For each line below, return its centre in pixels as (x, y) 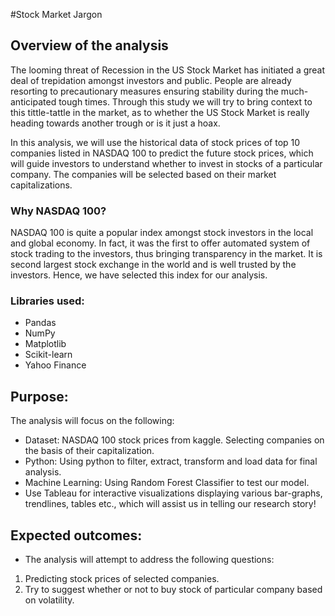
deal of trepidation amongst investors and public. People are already (151, 80)
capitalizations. (41, 185)
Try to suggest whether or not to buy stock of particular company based (173, 590)
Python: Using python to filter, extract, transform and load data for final (171, 461)
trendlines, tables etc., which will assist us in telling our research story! (170, 504)
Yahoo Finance (55, 365)
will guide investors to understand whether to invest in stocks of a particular (166, 163)
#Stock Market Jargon (56, 14)
